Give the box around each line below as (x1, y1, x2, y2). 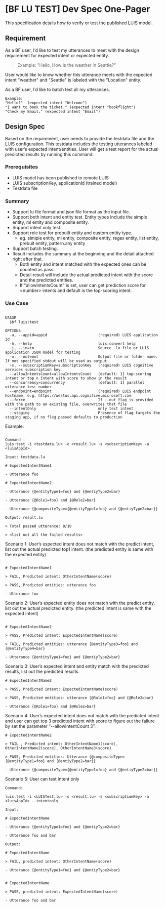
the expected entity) (5, 552, 46, 558)
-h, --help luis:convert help (9, 341, 136, 346)
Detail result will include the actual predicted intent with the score (19, 272, 153, 278)
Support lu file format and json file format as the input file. (12, 209, 130, 215)
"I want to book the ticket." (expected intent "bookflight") (5, 105, 136, 110)
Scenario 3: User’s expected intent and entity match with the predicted (5, 663, 149, 669)
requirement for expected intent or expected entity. (5, 52, 110, 58)
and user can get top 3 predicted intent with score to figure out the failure (5, 718, 155, 724)
